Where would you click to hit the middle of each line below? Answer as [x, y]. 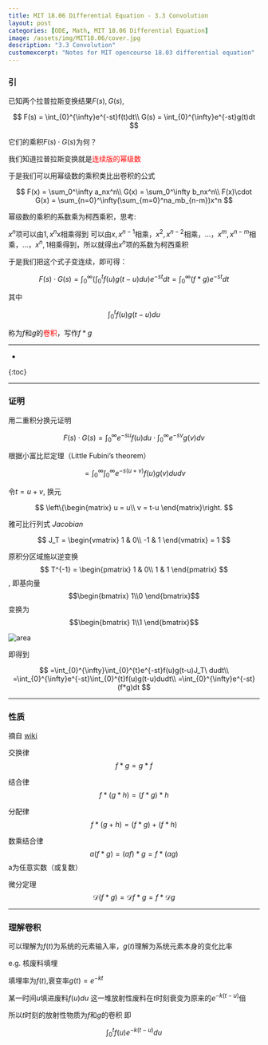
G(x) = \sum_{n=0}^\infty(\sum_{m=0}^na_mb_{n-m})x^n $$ [134, 200]
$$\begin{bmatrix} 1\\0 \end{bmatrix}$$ [134, 596]
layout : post [30, 23]
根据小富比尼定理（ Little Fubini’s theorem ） [79, 456]
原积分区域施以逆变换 [43, 556]
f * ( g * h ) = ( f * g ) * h [134, 795]
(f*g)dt [128, 687]
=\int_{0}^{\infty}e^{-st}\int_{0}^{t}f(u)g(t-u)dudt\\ [95, 679]
